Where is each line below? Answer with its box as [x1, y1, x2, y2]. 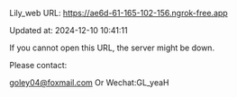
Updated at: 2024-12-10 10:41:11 [9, 25, 128, 35]
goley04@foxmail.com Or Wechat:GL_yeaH [9, 77, 169, 88]
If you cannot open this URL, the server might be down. [9, 42, 214, 53]
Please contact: [9, 60, 68, 70]
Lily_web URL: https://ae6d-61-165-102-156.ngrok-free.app [9, 8, 228, 18]
